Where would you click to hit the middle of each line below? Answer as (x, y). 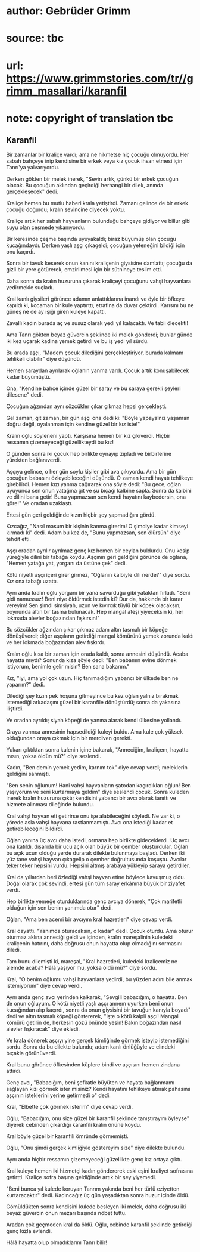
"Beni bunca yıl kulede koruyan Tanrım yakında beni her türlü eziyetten (93, 1189)
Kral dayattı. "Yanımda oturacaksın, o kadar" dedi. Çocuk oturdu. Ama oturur (100, 931)
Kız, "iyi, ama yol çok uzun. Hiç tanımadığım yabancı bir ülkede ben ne (92, 678)
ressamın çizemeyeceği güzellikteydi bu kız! (60, 442)
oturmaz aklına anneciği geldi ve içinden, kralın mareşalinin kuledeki (89, 937)
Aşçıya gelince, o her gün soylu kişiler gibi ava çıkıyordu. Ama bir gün (91, 471)
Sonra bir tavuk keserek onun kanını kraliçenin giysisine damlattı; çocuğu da (99, 263)
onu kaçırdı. (21, 251)
